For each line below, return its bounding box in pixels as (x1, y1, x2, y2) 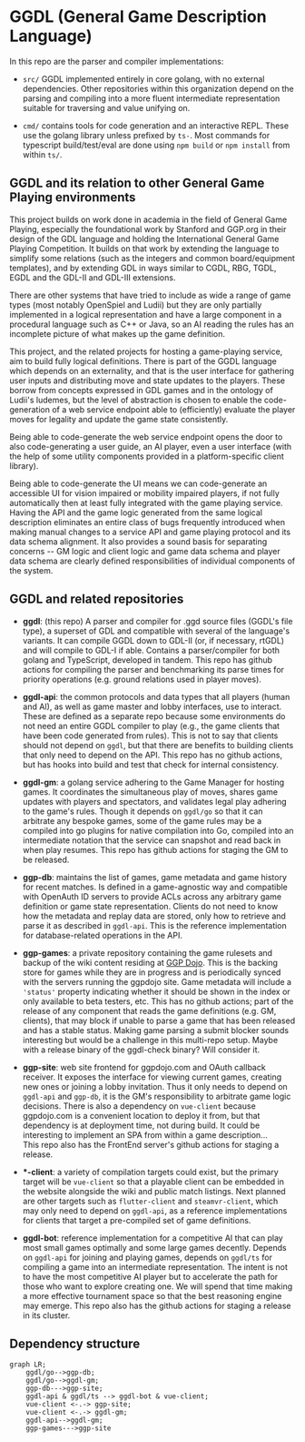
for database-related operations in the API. (22, 929, 183, 940)
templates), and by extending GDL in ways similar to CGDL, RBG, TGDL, (9, 262, 277, 273)
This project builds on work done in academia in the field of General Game (9, 214, 288, 225)
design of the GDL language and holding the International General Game (9, 233, 280, 244)
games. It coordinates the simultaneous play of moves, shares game (22, 786, 279, 797)
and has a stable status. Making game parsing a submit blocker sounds (22, 1024, 289, 1035)
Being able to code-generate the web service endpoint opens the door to (9, 431, 283, 442)
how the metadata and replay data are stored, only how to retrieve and (22, 910, 286, 921)
